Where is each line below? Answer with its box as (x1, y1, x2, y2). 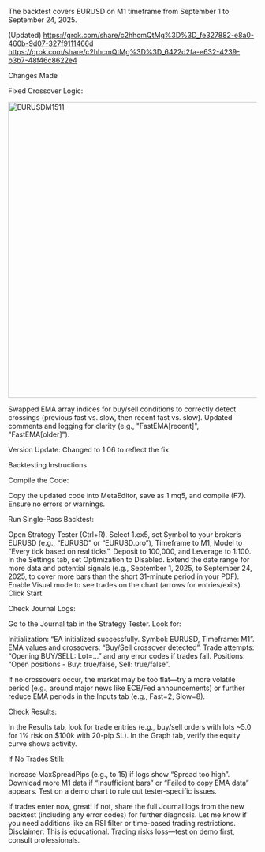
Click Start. (8, 588, 45, 598)
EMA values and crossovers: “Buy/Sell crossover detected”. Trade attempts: (8, 643, 255, 652)
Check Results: (8, 707, 58, 716)
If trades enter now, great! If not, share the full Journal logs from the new (8, 801, 244, 811)
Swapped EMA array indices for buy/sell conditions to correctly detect (8, 404, 237, 414)
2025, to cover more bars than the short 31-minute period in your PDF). (8, 572, 240, 581)
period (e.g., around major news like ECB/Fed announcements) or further (8, 683, 246, 692)
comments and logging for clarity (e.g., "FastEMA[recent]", (8, 422, 200, 430)
